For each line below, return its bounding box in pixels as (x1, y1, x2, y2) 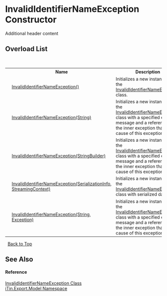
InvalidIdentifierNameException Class (5, 280, 82, 286)
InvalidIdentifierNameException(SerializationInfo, (11, 181, 112, 187)
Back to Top (7, 241, 32, 246)
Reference (5, 269, 27, 275)
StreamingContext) (11, 186, 51, 192)
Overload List (5, 45, 48, 53)
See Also (5, 255, 33, 264)
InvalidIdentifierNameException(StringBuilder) (11, 153, 106, 159)
